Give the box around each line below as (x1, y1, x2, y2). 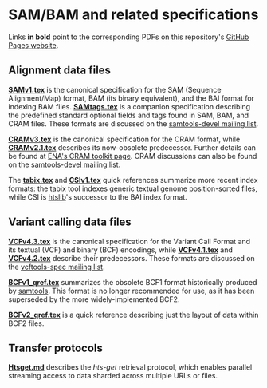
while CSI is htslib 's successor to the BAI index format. (8, 192, 187, 201)
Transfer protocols (8, 341, 104, 354)
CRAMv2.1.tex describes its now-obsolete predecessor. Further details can (8, 142, 257, 152)
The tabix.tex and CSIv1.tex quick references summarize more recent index (8, 175, 258, 184)
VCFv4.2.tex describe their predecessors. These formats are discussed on (8, 253, 255, 263)
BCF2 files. (8, 318, 45, 328)
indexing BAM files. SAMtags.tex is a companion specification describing (8, 101, 251, 111)
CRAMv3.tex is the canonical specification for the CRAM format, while (8, 134, 241, 144)
